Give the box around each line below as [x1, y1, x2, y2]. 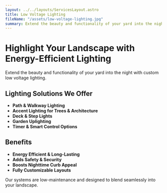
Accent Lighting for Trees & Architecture [12, 108, 98, 113]
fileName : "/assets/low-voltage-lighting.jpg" [5, 16, 103, 21]
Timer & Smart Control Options [12, 124, 78, 129]
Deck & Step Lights [12, 113, 53, 119]
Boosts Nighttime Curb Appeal [12, 162, 77, 168]
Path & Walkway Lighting [12, 102, 65, 108]
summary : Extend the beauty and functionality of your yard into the [5, 21, 153, 26]
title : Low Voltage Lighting [5, 12, 66, 17]
